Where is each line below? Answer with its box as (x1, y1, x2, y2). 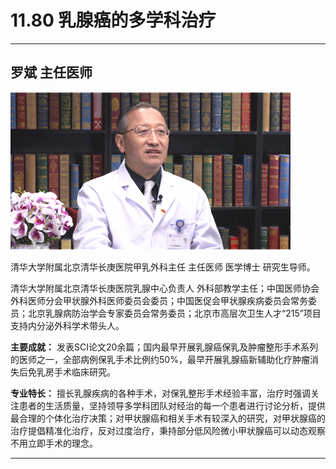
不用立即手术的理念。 (10, 437, 98, 449)
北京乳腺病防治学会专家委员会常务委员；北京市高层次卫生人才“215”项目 (27, 307, 322, 319)
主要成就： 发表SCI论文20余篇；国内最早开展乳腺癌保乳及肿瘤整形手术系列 (10, 341, 319, 353)
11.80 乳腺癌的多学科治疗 (10, 9, 217, 32)
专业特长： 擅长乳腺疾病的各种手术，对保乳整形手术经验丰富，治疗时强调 (10, 387, 311, 399)
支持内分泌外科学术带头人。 (10, 319, 125, 331)
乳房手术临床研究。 (36, 366, 116, 378)
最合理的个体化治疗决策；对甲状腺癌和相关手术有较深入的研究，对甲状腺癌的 (10, 412, 326, 424)
